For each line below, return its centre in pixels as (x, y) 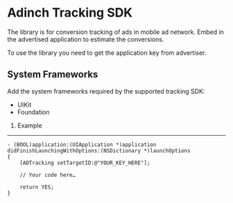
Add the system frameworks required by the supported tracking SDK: (106, 91)
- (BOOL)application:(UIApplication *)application (82, 144)
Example (30, 125)
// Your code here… (48, 175)
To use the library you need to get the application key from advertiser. (107, 53)
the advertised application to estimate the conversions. (86, 39)
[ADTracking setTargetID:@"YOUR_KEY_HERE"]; (85, 163)
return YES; (37, 187)
